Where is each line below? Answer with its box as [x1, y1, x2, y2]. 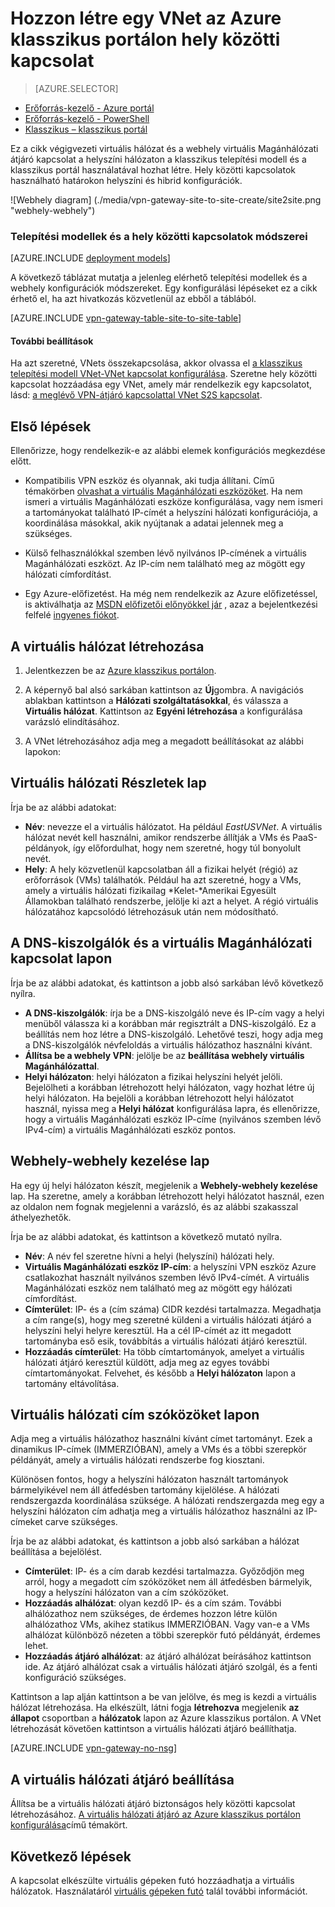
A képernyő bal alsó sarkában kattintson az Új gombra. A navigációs [24, 684, 304, 696]
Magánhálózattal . [24, 1060, 100, 1072]
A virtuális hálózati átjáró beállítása [10, 1771, 235, 1788]
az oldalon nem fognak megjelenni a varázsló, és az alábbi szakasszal [10, 1200, 299, 1212]
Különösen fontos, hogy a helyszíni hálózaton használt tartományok [10, 1473, 289, 1486]
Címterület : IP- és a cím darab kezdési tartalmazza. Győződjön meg [24, 1565, 305, 1577]
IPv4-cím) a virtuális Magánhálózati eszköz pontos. [24, 1123, 237, 1136]
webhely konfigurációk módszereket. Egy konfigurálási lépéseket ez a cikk [10, 282, 318, 294]
